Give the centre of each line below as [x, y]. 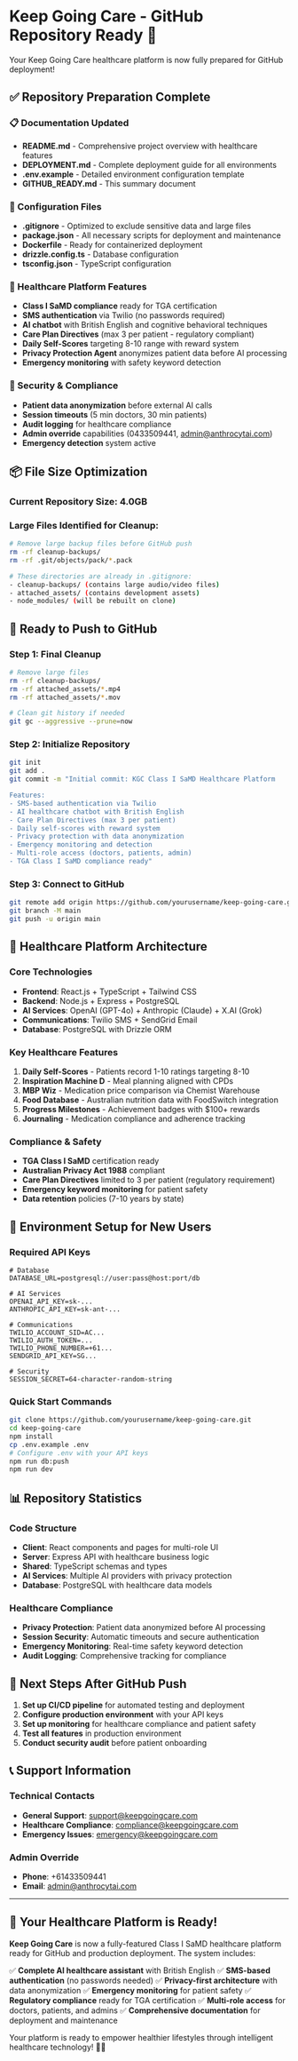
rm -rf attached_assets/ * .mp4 [65, 689]
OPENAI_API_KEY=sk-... [51, 1301]
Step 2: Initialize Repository [70, 744]
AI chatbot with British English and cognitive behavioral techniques [145, 325]
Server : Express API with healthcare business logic [116, 1556]
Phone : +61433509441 [64, 1877]
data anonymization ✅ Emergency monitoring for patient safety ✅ [130, 1990]
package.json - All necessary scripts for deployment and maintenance [151, 235]
